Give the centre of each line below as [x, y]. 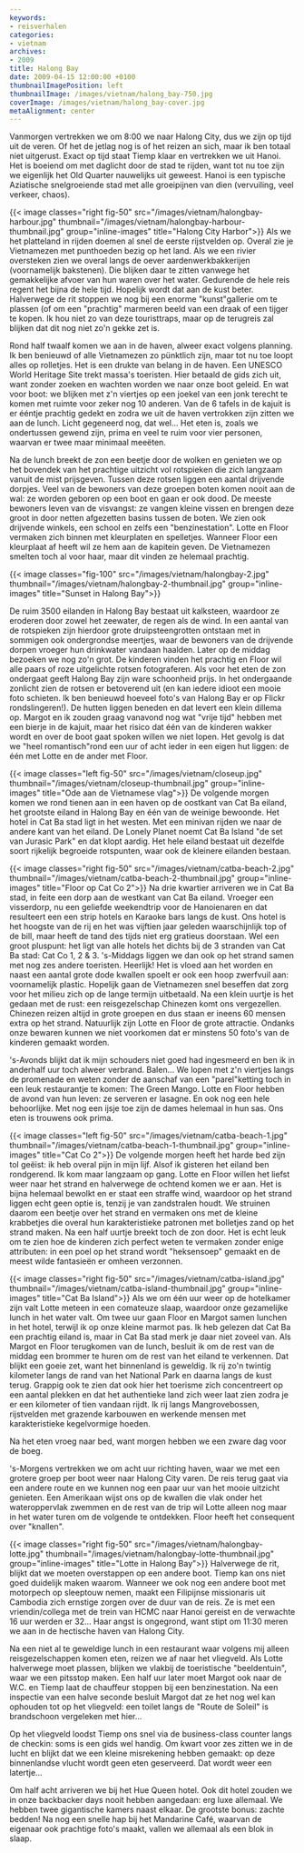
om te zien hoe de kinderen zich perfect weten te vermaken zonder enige [147, 1242]
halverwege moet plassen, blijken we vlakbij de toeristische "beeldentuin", [148, 1668]
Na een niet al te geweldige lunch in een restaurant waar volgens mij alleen [149, 1649]
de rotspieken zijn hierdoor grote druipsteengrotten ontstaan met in [135, 631]
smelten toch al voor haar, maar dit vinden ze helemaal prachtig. [129, 556]
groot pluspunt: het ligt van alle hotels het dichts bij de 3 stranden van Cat [147, 946]
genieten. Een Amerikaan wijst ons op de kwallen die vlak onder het [136, 1497]
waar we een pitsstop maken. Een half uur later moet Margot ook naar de [146, 1678]
